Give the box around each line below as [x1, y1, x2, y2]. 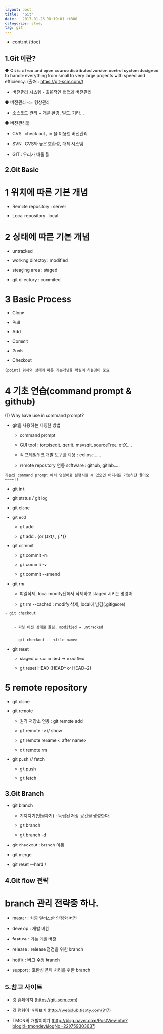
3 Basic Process [5, 294, 72, 305]
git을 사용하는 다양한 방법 [12, 423, 61, 428]
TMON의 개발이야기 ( [12, 1017, 53, 1023]
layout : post [5, 7, 32, 12]
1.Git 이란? [5, 54, 36, 63]
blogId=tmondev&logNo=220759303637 [12, 1023, 94, 1029]
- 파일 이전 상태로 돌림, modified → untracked [14, 625, 104, 630]
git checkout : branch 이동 [12, 842, 65, 847]
